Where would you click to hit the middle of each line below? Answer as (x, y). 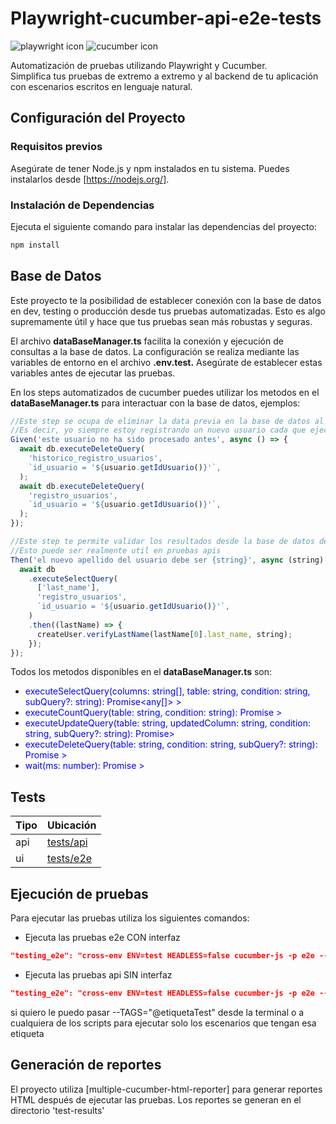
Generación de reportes (86, 1065)
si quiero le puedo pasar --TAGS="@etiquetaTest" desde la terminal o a (157, 1012)
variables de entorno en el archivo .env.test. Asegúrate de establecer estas (166, 362)
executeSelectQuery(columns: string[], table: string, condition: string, (167, 691)
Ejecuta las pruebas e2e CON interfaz (102, 938)
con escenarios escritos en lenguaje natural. (101, 86)
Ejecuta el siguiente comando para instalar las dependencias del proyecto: (163, 226)
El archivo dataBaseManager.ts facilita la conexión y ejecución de (147, 341)
